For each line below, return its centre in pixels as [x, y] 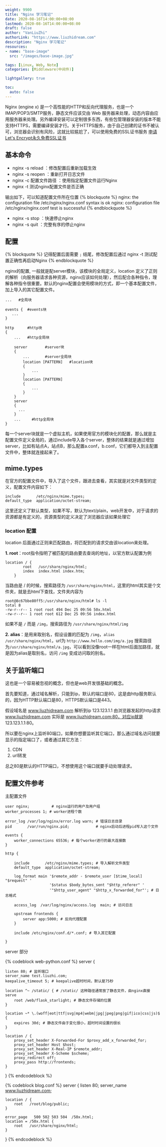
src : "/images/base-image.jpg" [42, 56]
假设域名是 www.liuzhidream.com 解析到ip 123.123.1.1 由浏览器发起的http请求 [83, 711]
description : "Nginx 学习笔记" [36, 42]
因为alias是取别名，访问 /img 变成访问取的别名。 [59, 653]
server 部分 [17, 952]
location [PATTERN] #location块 [58, 362]
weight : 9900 [19, 10]
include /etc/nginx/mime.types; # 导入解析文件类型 [72, 863]
